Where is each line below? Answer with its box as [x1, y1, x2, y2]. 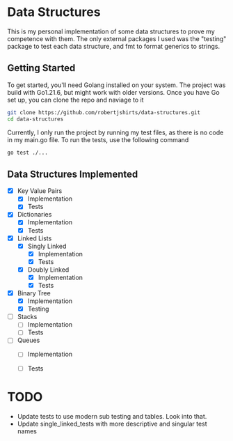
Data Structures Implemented [7, 168, 138, 180]
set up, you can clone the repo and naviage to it [7, 95, 144, 104]
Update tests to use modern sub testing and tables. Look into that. [17, 412, 207, 420]
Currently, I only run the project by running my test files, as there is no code [7, 128, 224, 137]
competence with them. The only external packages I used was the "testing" [7, 34, 227, 42]
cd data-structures [7, 116, 64, 123]
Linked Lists [17, 234, 52, 242]
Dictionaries [17, 210, 52, 219]
